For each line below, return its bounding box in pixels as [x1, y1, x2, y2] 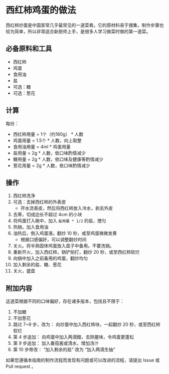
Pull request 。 [6, 363, 37, 369]
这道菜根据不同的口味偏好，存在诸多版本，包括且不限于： [6, 298, 124, 304]
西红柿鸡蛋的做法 [6, 5, 77, 16]
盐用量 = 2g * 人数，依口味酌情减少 [13, 150, 86, 156]
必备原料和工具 [6, 45, 52, 53]
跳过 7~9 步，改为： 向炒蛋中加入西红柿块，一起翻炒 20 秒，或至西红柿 [13, 321, 160, 327]
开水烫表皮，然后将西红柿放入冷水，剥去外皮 [20, 205, 113, 211]
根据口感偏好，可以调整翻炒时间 [20, 237, 87, 243]
